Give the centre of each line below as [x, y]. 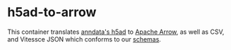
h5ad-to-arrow [52, 12]
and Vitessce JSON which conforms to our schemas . [84, 39]
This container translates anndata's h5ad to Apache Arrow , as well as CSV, [116, 32]
